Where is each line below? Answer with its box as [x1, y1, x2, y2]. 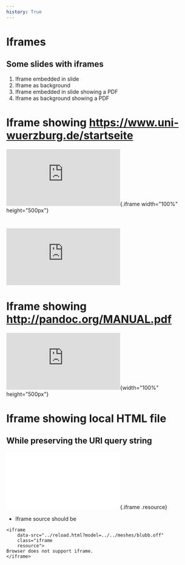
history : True [6, 8, 42, 15]
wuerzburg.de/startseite [6, 129, 133, 142]
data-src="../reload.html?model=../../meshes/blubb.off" [17, 532, 164, 538]
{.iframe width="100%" [120, 200, 178, 207]
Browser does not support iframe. [6, 548, 94, 554]
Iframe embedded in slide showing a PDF [15, 88, 118, 95]
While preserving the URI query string [6, 436, 153, 446]
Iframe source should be [15, 515, 77, 522]
